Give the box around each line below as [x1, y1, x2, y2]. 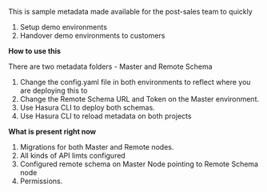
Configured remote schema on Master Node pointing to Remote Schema [19, 159, 258, 169]
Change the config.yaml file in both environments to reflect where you [19, 78, 251, 86]
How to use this [8, 46, 62, 55]
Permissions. [19, 176, 63, 186]
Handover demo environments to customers [19, 31, 165, 40]
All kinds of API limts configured [19, 151, 126, 160]
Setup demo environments [19, 22, 108, 31]
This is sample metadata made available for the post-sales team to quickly [8, 7, 253, 16]
